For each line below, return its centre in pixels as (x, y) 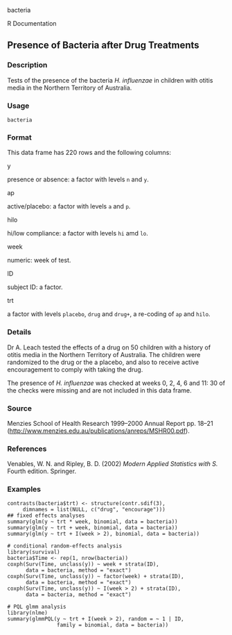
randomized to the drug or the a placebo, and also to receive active (103, 362)
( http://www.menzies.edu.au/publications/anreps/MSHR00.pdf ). (99, 431)
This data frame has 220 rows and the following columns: (89, 153)
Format (20, 137)
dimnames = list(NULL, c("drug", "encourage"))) (94, 510)
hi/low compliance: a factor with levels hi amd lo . (78, 233)
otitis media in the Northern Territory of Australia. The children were (104, 354)
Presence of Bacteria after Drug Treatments (103, 46)
